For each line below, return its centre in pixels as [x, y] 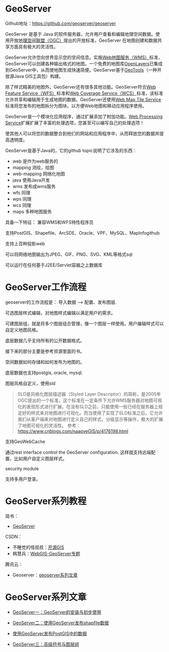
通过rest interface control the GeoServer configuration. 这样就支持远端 [78, 452]
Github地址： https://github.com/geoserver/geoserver [61, 23]
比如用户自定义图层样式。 [40, 458]
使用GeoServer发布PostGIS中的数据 [50, 633]
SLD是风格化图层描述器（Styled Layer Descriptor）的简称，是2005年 [89, 394]
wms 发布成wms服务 [34, 186]
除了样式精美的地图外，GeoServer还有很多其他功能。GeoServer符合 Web [81, 87]
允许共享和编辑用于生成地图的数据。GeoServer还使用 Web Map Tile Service [83, 99]
